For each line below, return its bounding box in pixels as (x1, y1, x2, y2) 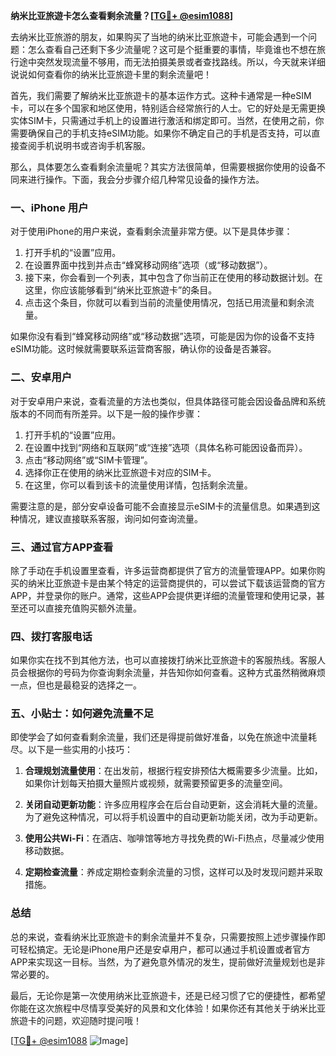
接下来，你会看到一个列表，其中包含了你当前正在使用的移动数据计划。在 (24, 272, 323, 284)
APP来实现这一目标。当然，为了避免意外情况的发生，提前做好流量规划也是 (10, 955, 317, 968)
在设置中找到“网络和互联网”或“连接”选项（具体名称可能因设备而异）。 (24, 441, 308, 453)
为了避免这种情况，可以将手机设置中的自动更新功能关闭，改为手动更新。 (24, 811, 323, 823)
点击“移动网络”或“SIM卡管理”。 (24, 454, 153, 466)
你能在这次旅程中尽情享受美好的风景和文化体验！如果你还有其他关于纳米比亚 (10, 1002, 326, 1014)
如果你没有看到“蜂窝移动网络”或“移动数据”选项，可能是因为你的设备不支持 (10, 330, 315, 343)
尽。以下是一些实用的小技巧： (10, 744, 133, 756)
